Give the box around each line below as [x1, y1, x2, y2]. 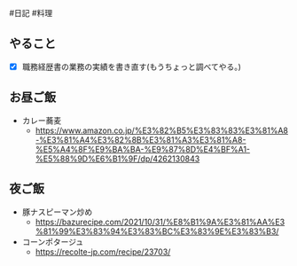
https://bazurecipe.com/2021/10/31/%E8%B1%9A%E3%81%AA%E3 [35, 216, 285, 227]
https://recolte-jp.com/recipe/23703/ [35, 246, 171, 257]
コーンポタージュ [21, 236, 84, 246]
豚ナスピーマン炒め [21, 207, 93, 217]
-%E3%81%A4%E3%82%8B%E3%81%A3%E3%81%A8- [35, 134, 246, 145]
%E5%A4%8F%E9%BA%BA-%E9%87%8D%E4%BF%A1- [35, 144, 251, 154]
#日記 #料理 [9, 8, 53, 18]
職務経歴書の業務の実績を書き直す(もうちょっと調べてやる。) [21, 61, 242, 72]
